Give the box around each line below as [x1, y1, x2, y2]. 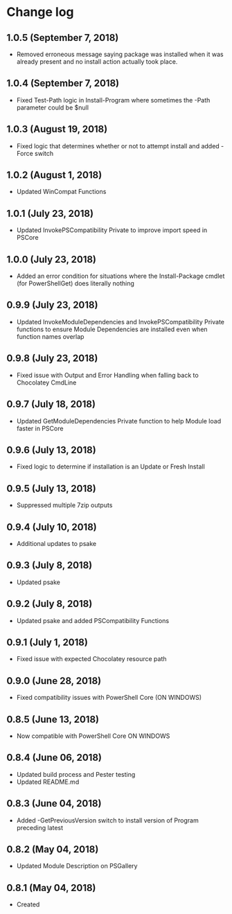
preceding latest [16, 823, 64, 832]
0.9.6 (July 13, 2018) [6, 444, 96, 456]
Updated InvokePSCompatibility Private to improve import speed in [16, 226, 208, 234]
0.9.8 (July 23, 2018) [6, 353, 98, 364]
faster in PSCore [16, 424, 64, 432]
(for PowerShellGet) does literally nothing [16, 279, 134, 288]
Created [16, 900, 40, 908]
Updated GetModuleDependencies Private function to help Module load [16, 416, 222, 425]
